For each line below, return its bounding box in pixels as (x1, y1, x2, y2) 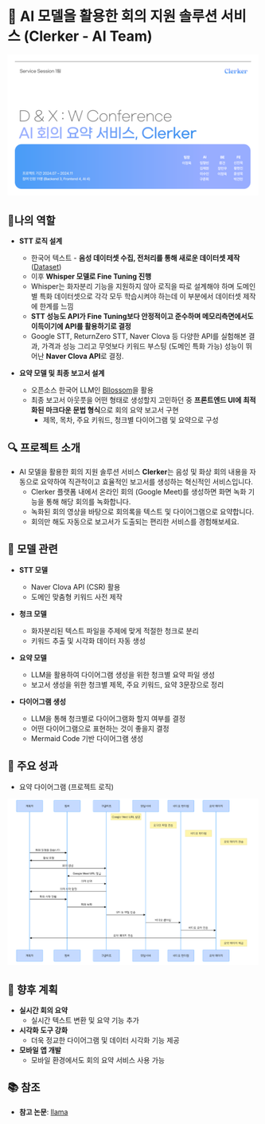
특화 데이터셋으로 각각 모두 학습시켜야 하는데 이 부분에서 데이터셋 (39, 292, 242, 302)
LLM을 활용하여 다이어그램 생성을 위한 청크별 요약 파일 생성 (30, 669, 216, 679)
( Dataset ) (30, 262, 62, 272)
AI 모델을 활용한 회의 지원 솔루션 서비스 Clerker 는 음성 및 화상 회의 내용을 (18, 467, 248, 477)
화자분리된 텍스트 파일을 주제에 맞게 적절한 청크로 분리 (30, 625, 200, 635)
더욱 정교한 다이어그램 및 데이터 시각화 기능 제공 (30, 1035, 180, 1045)
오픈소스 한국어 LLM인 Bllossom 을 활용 (30, 385, 154, 395)
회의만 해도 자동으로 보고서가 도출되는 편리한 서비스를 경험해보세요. (30, 517, 240, 527)
